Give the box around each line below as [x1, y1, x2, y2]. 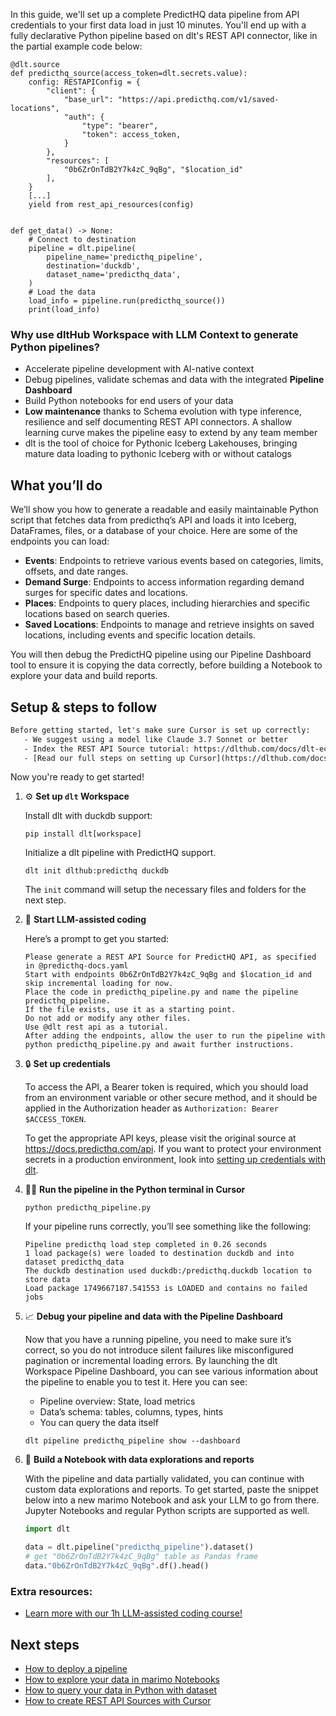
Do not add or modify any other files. [24, 1014, 192, 1024]
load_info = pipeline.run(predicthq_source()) [28, 296, 226, 306]
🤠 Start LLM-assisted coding [24, 914, 147, 926]
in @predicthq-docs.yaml [24, 961, 129, 971]
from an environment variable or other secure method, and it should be [24, 1092, 318, 1104]
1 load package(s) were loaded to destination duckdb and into [24, 1249, 295, 1259]
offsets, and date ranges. [24, 565, 129, 578]
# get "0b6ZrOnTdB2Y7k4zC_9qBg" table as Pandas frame [24, 1552, 259, 1562]
